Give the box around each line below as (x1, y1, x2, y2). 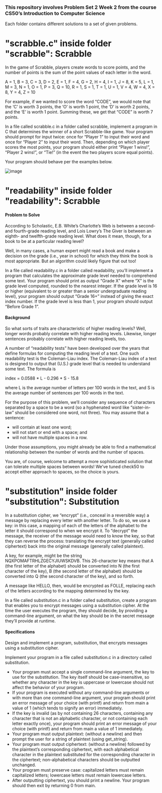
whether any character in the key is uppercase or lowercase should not (12, 679, 154, 685)
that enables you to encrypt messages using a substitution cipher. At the (5, 602, 149, 608)
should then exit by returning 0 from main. (12, 782, 96, 788)
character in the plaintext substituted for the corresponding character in (12, 751, 155, 757)
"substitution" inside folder (5, 486, 118, 497)
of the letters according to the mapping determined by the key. (5, 587, 130, 594)
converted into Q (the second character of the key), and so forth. (5, 573, 134, 579)
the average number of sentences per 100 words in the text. (5, 390, 124, 396)
